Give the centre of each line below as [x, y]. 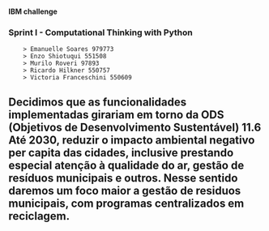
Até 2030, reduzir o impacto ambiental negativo [132, 141]
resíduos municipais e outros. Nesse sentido [123, 178]
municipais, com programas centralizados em [126, 204]
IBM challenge [33, 11]
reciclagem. [39, 216]
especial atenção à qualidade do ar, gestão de [126, 166]
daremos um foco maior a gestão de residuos [125, 191]
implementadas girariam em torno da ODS [116, 115]
